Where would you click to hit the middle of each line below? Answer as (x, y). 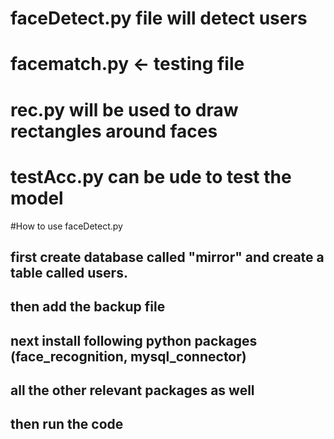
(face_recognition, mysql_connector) (128, 356)
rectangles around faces (114, 131)
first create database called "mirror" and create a (167, 257)
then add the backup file (88, 307)
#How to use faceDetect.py (66, 226)
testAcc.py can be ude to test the (151, 176)
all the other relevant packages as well (132, 390)
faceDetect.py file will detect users (159, 18)
